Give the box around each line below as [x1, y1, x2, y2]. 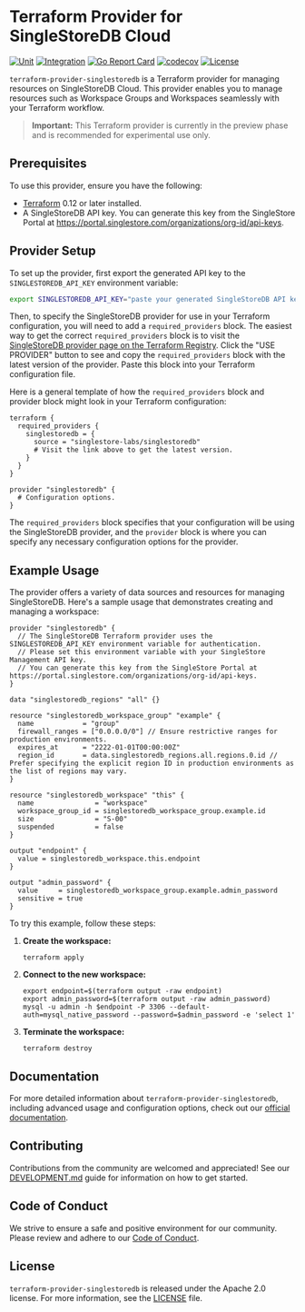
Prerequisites [9, 156, 87, 172]
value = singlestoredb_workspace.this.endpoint [17, 854, 202, 864]
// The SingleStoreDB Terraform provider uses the [17, 631, 213, 641]
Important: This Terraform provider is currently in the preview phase [31, 120, 289, 131]
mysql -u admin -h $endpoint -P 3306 [22, 1002, 166, 1012]
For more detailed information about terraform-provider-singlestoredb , [9, 1093, 279, 1104]
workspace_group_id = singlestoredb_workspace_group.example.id [17, 807, 266, 816]
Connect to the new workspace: [22, 969, 147, 980]
